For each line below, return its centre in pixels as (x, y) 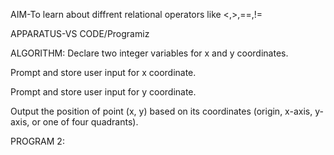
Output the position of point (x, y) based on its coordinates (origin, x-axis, (161, 111)
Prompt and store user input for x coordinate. (103, 72)
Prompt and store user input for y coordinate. (103, 92)
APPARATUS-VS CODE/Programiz (80, 33)
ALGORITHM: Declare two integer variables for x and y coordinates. (149, 53)
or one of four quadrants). (85, 122)
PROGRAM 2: (37, 141)
